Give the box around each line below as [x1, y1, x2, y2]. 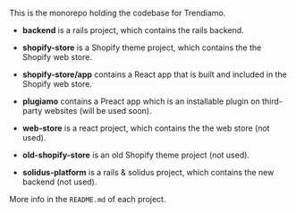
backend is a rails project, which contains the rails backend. [21, 25, 244, 35]
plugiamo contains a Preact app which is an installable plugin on [21, 96, 261, 106]
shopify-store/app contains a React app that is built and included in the [21, 69, 288, 80]
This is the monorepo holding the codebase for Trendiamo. [9, 8, 226, 18]
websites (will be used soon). [44, 106, 152, 115]
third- [262, 96, 283, 106]
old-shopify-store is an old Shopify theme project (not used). [21, 149, 250, 160]
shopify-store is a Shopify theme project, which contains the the [21, 42, 262, 53]
